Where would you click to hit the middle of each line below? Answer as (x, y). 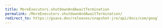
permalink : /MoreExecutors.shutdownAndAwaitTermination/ (64, 14)
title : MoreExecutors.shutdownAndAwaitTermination (57, 9)
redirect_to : (18, 18)
